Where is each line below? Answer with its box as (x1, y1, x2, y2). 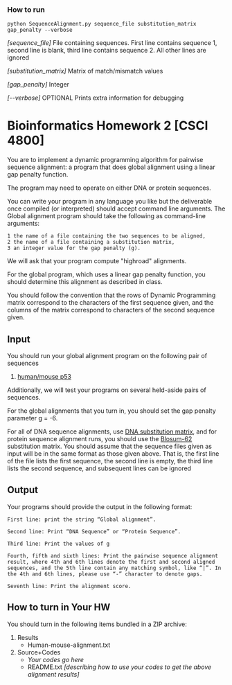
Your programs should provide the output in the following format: (7, 502, 193, 510)
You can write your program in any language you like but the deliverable (7, 197, 213, 206)
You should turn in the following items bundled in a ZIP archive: (7, 620, 187, 628)
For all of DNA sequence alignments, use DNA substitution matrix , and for (7, 427, 217, 436)
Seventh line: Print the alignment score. (7, 582, 132, 589)
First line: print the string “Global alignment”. (7, 516, 157, 523)
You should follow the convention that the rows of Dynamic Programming (7, 291, 216, 299)
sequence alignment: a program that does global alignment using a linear (7, 163, 216, 171)
